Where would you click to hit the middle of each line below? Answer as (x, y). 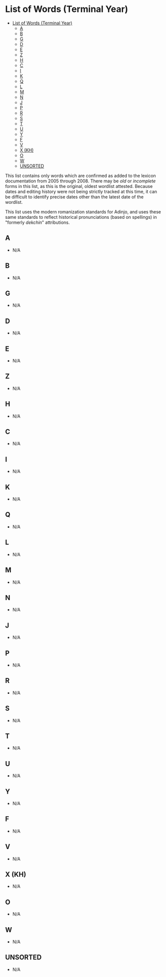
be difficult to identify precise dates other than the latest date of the (75, 197)
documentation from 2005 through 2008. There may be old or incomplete (81, 181)
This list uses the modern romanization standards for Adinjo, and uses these (83, 212)
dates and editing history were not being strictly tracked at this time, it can (81, 191)
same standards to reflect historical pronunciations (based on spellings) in (81, 217)
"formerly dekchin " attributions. (38, 222)
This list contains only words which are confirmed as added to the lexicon (81, 175)
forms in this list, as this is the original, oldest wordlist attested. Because (79, 186)
